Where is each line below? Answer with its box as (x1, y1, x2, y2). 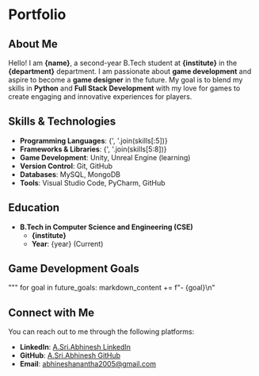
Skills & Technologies (8, 115, 116, 129)
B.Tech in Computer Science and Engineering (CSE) (19, 222, 193, 232)
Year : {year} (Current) (31, 239, 104, 248)
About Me (8, 37, 58, 51)
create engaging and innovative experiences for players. (8, 92, 192, 101)
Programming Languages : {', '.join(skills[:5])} (19, 136, 168, 145)
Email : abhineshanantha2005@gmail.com (19, 359, 157, 369)
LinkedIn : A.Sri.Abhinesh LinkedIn (19, 343, 131, 352)
